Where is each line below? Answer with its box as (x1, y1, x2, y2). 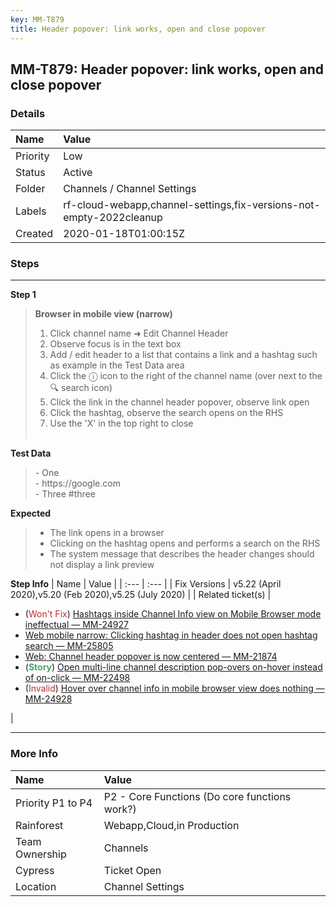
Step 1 (10, 289, 37, 301)
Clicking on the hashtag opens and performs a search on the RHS (49, 537, 321, 550)
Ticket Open (103, 863, 162, 877)
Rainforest (15, 818, 64, 832)
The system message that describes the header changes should (49, 548, 315, 560)
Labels (15, 204, 47, 218)
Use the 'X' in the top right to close (49, 417, 194, 430)
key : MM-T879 (10, 14, 65, 25)
